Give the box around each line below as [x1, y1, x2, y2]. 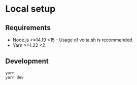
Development [5, 57, 49, 66]
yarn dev [5, 75, 24, 80]
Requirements [5, 23, 51, 32]
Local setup [5, 3, 56, 15]
